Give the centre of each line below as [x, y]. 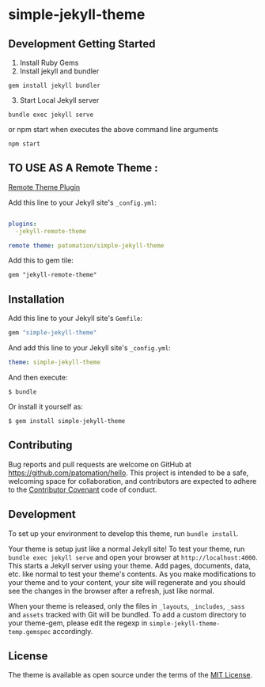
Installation [36, 299]
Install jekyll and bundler [59, 71]
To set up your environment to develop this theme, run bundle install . [123, 533]
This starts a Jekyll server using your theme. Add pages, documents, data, [130, 565]
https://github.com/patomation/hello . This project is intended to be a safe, [129, 473]
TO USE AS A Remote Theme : [83, 168]
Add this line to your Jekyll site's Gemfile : [76, 319]
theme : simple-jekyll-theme [55, 362]
